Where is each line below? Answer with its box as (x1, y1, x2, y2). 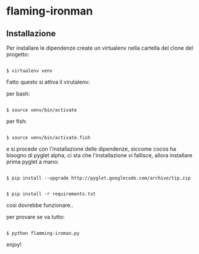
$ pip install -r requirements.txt (6, 191, 96, 197)
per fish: (6, 118, 27, 125)
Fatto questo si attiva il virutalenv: (6, 79, 90, 85)
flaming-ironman (6, 4, 93, 18)
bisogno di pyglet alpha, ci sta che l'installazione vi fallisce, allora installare (6, 152, 192, 158)
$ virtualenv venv (6, 68, 53, 74)
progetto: (6, 51, 30, 58)
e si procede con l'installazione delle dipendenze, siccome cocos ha (6, 145, 177, 152)
